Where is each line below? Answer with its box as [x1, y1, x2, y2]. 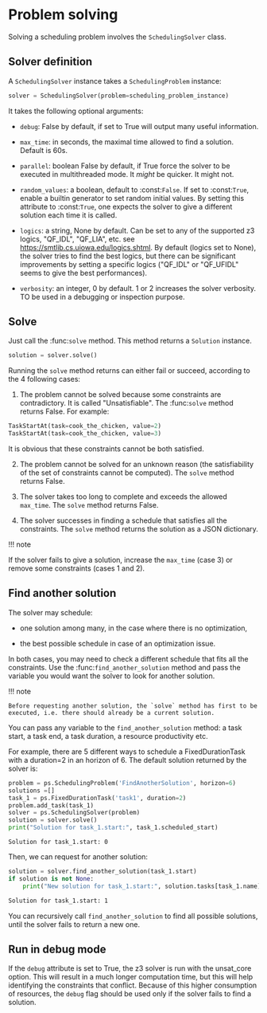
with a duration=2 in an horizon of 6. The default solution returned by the [8, 755, 247, 764]
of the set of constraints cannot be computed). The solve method [19, 468, 234, 477]
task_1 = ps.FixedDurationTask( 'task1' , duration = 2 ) [8, 794, 187, 802]
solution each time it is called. [19, 210, 118, 220]
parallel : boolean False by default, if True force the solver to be [19, 161, 230, 171]
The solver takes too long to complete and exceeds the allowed [19, 492, 228, 501]
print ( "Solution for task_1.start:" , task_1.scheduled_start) [8, 823, 219, 832]
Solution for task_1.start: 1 [8, 897, 109, 905]
